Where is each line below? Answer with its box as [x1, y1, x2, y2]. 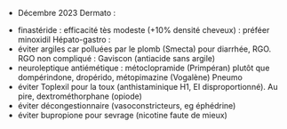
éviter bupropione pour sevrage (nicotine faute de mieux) [17, 110, 228, 120]
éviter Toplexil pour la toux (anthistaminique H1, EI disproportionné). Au [17, 82, 278, 92]
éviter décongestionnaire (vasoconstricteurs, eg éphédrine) [17, 101, 236, 110]
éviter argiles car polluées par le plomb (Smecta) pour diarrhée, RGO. [17, 44, 272, 54]
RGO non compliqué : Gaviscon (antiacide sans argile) [17, 53, 216, 63]
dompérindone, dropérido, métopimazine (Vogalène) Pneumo [17, 72, 243, 83]
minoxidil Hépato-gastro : [17, 35, 111, 44]
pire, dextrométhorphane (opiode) [17, 91, 142, 101]
